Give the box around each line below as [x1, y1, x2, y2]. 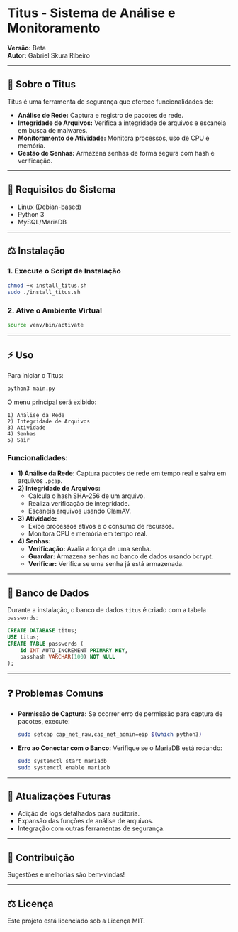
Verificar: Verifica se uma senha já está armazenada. [28, 560, 184, 568]
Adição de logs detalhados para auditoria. [17, 809, 140, 818]
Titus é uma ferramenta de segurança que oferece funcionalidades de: [7, 97, 214, 106]
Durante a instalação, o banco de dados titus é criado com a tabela [7, 605, 207, 614]
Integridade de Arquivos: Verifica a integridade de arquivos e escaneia [17, 119, 227, 127]
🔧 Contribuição [7, 851, 75, 864]
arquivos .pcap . [17, 477, 63, 485]
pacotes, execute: [17, 717, 70, 726]
